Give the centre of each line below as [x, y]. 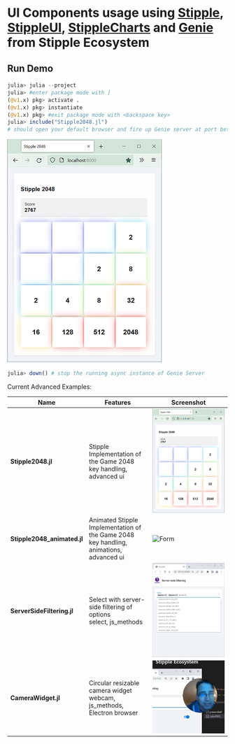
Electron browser [113, 713]
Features [118, 402]
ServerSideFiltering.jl [42, 610]
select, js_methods [116, 622]
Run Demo [30, 68]
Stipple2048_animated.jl [47, 538]
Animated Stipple [113, 520]
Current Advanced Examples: [50, 387]
